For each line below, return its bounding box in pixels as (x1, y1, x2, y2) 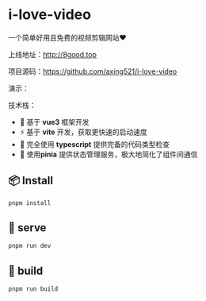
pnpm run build (8, 285, 59, 293)
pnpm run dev (8, 242, 51, 250)
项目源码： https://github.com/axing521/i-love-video (8, 66, 177, 76)
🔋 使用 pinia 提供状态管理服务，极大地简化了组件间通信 (19, 149, 198, 159)
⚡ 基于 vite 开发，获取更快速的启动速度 (19, 127, 148, 137)
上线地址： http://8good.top (8, 49, 97, 59)
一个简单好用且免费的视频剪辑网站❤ (8, 33, 127, 42)
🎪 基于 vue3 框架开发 (19, 117, 90, 126)
